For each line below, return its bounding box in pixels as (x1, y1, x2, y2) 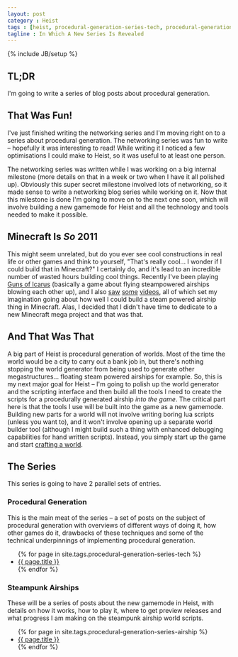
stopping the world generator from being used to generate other (7, 364, 195, 373)
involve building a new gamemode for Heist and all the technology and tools (7, 202, 229, 211)
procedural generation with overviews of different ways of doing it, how (7, 521, 217, 529)
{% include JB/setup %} (7, 50, 78, 58)
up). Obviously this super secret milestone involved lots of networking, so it (7, 180, 227, 188)
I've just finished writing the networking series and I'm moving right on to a (7, 129, 226, 137)
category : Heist (7, 17, 59, 24)
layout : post (7, 10, 46, 18)
